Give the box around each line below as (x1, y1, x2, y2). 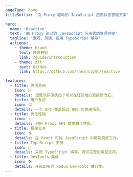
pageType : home (5, 7, 38, 13)
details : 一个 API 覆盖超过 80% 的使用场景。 (14, 107, 104, 112)
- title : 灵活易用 (10, 83, 46, 88)
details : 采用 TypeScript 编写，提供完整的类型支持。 (14, 149, 120, 155)
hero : (5, 21, 17, 27)
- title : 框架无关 (10, 126, 46, 131)
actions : (10, 40, 29, 46)
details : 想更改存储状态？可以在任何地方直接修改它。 (14, 93, 115, 98)
